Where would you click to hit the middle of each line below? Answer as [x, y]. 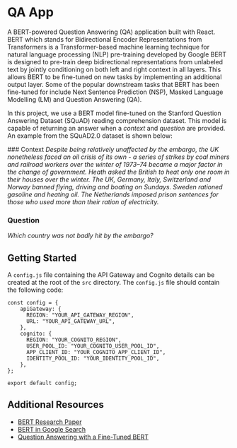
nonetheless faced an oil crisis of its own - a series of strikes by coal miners [118, 157]
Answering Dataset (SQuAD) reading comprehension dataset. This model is [117, 120]
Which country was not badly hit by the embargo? [80, 236]
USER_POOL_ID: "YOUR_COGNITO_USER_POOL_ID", [93, 346]
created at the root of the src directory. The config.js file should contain [114, 283]
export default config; [42, 383]
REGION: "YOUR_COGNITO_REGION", [74, 340]
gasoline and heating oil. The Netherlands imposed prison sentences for [113, 194]
